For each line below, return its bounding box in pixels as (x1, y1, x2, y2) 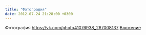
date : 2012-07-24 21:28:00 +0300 (5, 12, 73, 16)
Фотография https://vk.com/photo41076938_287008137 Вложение (5, 24, 141, 30)
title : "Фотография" (5, 7, 47, 12)
